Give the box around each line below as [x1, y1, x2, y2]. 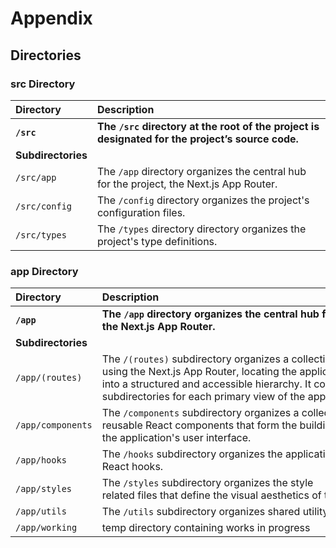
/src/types [15, 229, 67, 241]
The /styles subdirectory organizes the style [101, 476, 314, 490]
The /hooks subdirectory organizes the [101, 447, 283, 461]
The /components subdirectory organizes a [101, 406, 300, 420]
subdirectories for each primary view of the [101, 390, 306, 404]
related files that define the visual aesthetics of [101, 488, 322, 502]
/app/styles [15, 483, 73, 495]
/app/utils [15, 506, 67, 517]
